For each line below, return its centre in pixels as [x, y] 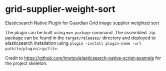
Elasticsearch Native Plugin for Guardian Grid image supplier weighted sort [82, 23]
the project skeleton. [26, 63]
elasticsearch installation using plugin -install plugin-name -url [73, 43]
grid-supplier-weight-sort [60, 9]
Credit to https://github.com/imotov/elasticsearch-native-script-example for [83, 58]
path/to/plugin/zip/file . [32, 48]
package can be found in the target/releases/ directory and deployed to [80, 38]
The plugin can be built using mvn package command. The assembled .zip [80, 32]
